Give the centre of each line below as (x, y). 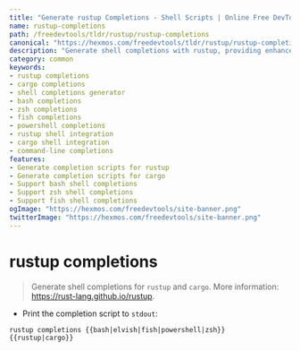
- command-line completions (62, 150)
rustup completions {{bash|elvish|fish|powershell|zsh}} (117, 330)
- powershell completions (57, 126)
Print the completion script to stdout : (90, 313)
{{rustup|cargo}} (42, 338)
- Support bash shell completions (74, 184)
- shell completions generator (67, 92)
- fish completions (46, 117)
